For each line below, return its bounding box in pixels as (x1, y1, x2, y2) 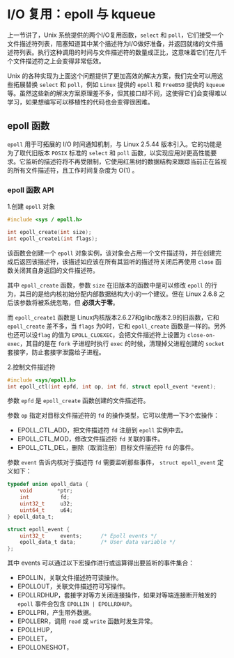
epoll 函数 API (7, 185, 54, 195)
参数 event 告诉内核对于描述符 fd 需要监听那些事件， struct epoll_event (7, 458, 216, 467)
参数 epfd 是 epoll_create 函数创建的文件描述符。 (7, 396, 150, 405)
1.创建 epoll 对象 (7, 203, 56, 211)
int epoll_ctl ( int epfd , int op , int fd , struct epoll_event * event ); (7, 383, 217, 390)
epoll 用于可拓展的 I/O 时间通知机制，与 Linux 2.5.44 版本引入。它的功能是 (7, 140, 222, 148)
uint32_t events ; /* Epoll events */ (19, 532, 157, 540)
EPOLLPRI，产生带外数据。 (17, 609, 95, 617)
